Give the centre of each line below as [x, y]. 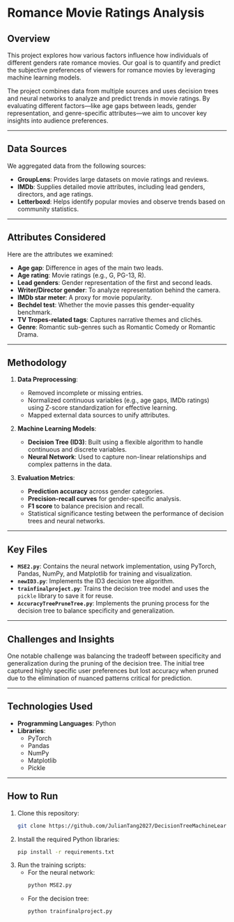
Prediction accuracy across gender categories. [96, 491]
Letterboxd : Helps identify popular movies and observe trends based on [121, 201]
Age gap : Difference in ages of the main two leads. [90, 268]
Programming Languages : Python [67, 723]
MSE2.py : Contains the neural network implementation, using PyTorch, [117, 567]
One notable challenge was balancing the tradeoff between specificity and [114, 656]
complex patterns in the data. [70, 464]
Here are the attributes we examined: [60, 254]
